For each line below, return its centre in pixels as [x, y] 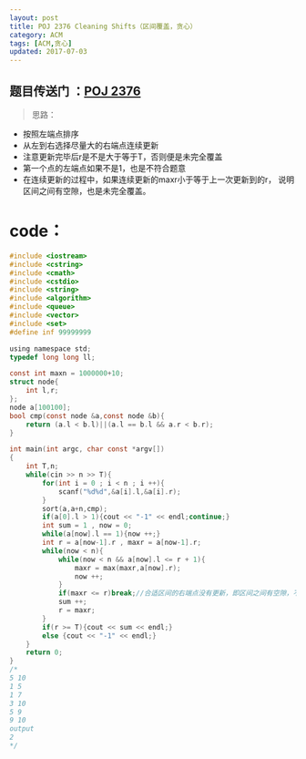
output [22, 729]
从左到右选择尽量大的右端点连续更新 [91, 145]
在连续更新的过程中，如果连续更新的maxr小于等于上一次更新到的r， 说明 [158, 179]
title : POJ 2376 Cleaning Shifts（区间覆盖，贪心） [103, 26]
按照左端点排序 [51, 134]
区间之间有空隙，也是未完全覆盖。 [87, 190]
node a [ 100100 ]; [40, 407]
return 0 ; [45, 652]
